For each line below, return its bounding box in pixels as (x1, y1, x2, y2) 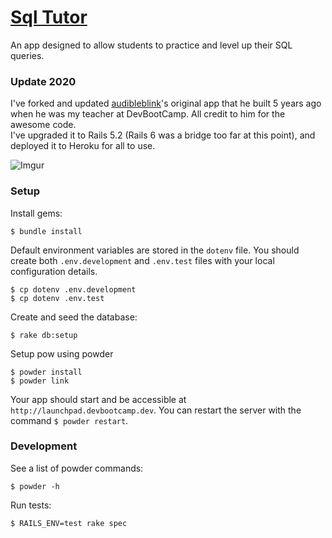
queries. (10, 49, 45, 61)
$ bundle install (10, 226, 83, 236)
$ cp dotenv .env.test (10, 293, 105, 303)
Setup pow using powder (10, 347, 114, 360)
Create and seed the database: (10, 311, 138, 323)
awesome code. (10, 119, 77, 131)
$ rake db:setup (10, 330, 78, 340)
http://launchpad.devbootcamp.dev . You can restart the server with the (10, 404, 302, 416)
